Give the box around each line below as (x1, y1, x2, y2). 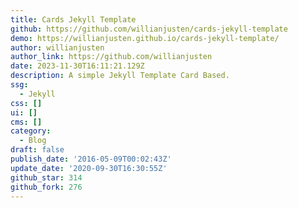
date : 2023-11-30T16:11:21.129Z (10, 61, 145, 71)
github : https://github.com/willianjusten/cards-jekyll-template (10, 24, 288, 34)
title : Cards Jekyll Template (10, 14, 137, 25)
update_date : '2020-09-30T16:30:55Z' (10, 163, 168, 173)
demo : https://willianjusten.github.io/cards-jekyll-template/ (10, 33, 280, 43)
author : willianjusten (10, 42, 105, 53)
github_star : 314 (10, 172, 83, 183)
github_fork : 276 (10, 182, 83, 192)
